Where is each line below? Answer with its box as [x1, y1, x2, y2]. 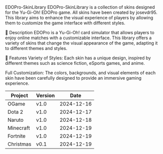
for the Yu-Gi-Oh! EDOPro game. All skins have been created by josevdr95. [5, 9, 158, 15]
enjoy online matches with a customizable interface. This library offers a [5, 35, 152, 41]
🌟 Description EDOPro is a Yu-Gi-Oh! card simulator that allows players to [5, 30, 155, 35]
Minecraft [7, 125, 30, 131]
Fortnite [7, 133, 26, 139]
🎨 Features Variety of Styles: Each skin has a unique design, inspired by [5, 55, 151, 61]
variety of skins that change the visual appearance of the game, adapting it [5, 40, 158, 46]
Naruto [7, 116, 24, 123]
